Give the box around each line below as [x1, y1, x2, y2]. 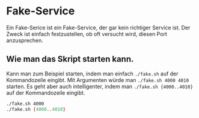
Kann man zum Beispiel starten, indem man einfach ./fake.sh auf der [6, 70, 179, 77]
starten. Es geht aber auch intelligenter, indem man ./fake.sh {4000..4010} [6, 83, 194, 90]
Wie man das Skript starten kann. [6, 54, 134, 64]
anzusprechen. [6, 37, 44, 44]
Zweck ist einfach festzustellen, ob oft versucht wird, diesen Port [6, 30, 167, 37]
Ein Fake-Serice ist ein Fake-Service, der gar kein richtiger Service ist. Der [6, 24, 191, 31]
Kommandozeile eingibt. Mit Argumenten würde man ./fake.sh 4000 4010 [6, 76, 189, 83]
